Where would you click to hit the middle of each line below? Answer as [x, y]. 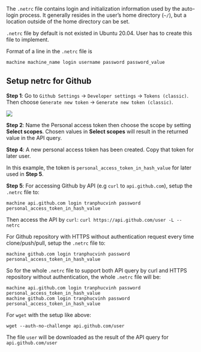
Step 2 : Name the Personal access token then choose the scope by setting [99, 125]
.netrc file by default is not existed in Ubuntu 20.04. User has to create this [99, 33]
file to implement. [28, 39]
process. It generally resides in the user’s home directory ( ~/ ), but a [103, 15]
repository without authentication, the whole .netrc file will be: [83, 277]
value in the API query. [34, 137]
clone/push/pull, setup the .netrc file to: [56, 243]
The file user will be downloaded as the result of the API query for [88, 337]
